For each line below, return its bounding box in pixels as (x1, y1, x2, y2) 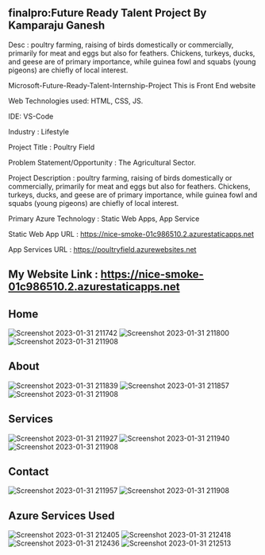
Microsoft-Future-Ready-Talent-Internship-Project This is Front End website (8, 80, 256, 90)
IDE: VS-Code (8, 111, 54, 121)
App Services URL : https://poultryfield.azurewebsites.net (8, 244, 197, 254)
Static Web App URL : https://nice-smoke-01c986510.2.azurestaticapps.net (8, 229, 255, 239)
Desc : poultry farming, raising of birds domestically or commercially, (8, 40, 234, 49)
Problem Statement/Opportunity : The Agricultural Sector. (8, 157, 197, 167)
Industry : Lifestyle (8, 126, 70, 136)
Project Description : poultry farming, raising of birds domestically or (8, 173, 232, 182)
